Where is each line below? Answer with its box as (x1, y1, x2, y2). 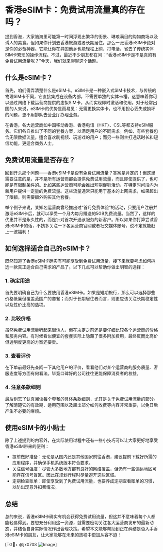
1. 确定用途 (5, 278, 30, 285)
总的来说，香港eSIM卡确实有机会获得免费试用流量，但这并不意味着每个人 (5, 514, 151, 519)
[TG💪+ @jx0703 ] (5, 542, 57, 548)
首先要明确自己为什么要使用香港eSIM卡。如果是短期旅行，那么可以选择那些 (5, 289, 156, 295)
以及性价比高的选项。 (5, 302, 48, 307)
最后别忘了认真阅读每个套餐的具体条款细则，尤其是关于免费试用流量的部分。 (5, 396, 158, 402)
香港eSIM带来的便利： (5, 444, 49, 449)
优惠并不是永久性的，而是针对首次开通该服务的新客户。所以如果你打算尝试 (5, 216, 154, 222)
